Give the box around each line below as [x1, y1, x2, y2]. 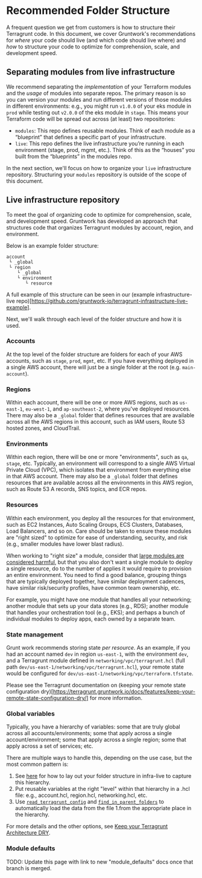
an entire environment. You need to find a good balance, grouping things [6, 571, 187, 578]
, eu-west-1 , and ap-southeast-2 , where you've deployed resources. [22, 405, 191, 412]
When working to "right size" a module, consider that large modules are [6, 552, 185, 559]
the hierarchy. [14, 811, 50, 818]
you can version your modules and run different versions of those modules [6, 96, 192, 103]
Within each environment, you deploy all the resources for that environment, [6, 514, 195, 521]
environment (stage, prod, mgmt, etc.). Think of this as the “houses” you [14, 146, 195, 153]
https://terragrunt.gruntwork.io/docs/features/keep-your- [52, 688, 196, 695]
